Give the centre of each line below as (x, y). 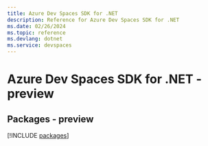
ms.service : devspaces (39, 45)
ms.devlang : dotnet (35, 39)
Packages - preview (50, 119)
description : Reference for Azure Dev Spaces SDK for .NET (93, 20)
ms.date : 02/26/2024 (37, 26)
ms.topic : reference (37, 33)
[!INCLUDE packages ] (38, 135)
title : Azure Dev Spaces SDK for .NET (62, 13)
